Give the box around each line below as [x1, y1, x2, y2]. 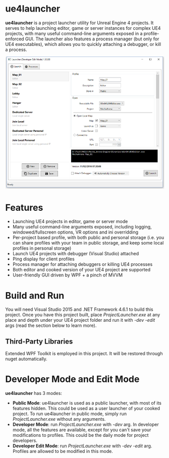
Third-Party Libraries [5, 337, 73, 346]
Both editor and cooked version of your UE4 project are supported [12, 267, 150, 273]
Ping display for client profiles [12, 256, 75, 262]
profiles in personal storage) [12, 245, 72, 251]
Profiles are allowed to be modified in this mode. [12, 448, 114, 454]
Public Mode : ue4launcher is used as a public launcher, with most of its [12, 400, 161, 406]
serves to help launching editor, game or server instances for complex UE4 [5, 25, 161, 31]
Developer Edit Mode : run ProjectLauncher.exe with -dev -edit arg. [12, 443, 152, 449]
